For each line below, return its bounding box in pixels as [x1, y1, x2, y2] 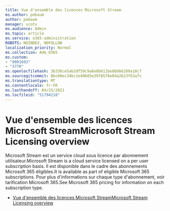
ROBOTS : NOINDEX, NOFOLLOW [5, 41, 62, 46]
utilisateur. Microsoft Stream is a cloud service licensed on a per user [5, 158, 149, 164]
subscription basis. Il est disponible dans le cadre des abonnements [5, 163, 147, 169]
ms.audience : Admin [5, 26, 47, 31]
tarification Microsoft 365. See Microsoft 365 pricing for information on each [5, 180, 164, 186]
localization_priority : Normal [5, 45, 72, 50]
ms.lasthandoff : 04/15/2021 [5, 87, 65, 93]
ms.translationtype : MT [5, 78, 56, 83]
